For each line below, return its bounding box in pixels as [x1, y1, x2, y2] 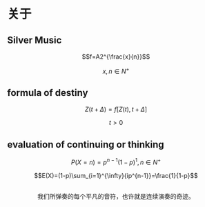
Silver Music [7, 34, 62, 46]
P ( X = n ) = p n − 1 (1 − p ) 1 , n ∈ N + [70, 157, 162, 166]
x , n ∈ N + [102, 66, 130, 75]
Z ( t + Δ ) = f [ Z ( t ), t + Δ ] [85, 105, 147, 114]
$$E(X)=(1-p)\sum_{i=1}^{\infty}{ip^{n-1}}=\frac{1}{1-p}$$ [34, 171, 198, 179]
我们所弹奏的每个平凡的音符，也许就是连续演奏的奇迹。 [37, 193, 195, 201]
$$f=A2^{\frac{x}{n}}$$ [81, 52, 150, 61]
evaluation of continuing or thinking [7, 139, 164, 150]
